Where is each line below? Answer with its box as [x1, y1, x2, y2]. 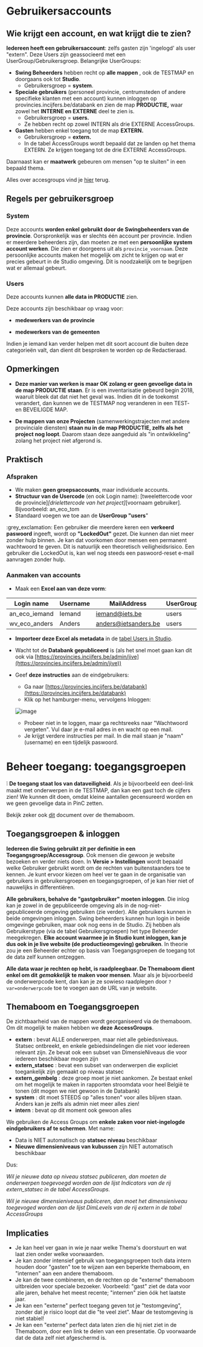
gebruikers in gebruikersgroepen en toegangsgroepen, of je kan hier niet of [6, 877, 195, 884]
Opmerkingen [6, 364, 59, 374]
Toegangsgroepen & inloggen [6, 829, 120, 839]
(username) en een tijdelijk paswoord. [24, 738, 118, 746]
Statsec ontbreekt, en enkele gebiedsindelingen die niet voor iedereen [14, 1042, 190, 1050]
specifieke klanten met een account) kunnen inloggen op [14, 95, 157, 102]
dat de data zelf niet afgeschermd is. [14, 1334, 107, 1342]
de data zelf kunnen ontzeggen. [6, 953, 86, 961]
